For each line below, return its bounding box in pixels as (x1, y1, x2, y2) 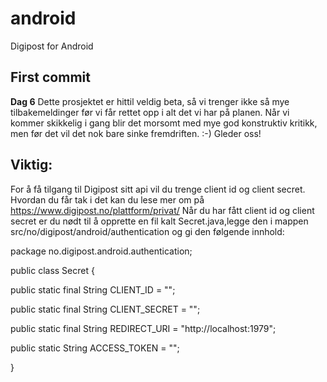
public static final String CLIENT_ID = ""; (10, 283, 176, 296)
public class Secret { (10, 264, 95, 276)
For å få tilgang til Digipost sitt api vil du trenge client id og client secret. (10, 183, 306, 195)
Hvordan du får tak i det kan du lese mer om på (10, 193, 205, 206)
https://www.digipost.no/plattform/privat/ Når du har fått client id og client (10, 204, 315, 216)
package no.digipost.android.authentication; (10, 245, 193, 257)
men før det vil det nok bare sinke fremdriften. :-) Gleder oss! (10, 127, 262, 139)
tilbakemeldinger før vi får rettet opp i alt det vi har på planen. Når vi (10, 106, 290, 118)
